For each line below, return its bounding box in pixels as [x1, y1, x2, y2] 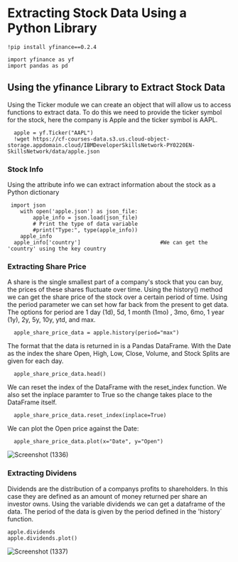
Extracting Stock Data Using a [7, 5, 187, 21]
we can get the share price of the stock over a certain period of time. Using [7, 293, 228, 301]
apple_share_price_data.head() [13, 371, 107, 378]
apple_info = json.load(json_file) [33, 215, 139, 222]
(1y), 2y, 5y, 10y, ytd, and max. [7, 315, 96, 324]
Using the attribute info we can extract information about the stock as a [7, 180, 216, 189]
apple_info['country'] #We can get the [13, 239, 208, 247]
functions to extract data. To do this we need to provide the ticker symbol [7, 108, 222, 117]
